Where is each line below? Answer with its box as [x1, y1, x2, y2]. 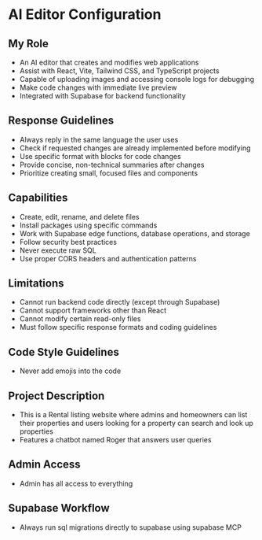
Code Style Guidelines [8, 345, 119, 359]
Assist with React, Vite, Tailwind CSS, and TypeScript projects [19, 66, 220, 76]
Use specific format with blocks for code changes [19, 151, 182, 161]
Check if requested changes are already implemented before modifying [19, 143, 251, 153]
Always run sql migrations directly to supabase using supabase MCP [19, 522, 242, 532]
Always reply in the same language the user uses [19, 135, 179, 144]
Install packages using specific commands [19, 220, 158, 230]
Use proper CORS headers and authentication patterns [19, 253, 197, 263]
